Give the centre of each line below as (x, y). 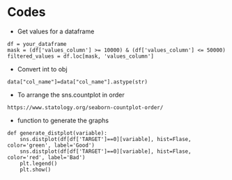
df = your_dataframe (37, 44)
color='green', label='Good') (51, 145)
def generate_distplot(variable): (57, 133)
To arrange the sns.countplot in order (71, 95)
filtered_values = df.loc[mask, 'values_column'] (81, 56)
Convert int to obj (42, 69)
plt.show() (36, 170)
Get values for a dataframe (56, 31)
